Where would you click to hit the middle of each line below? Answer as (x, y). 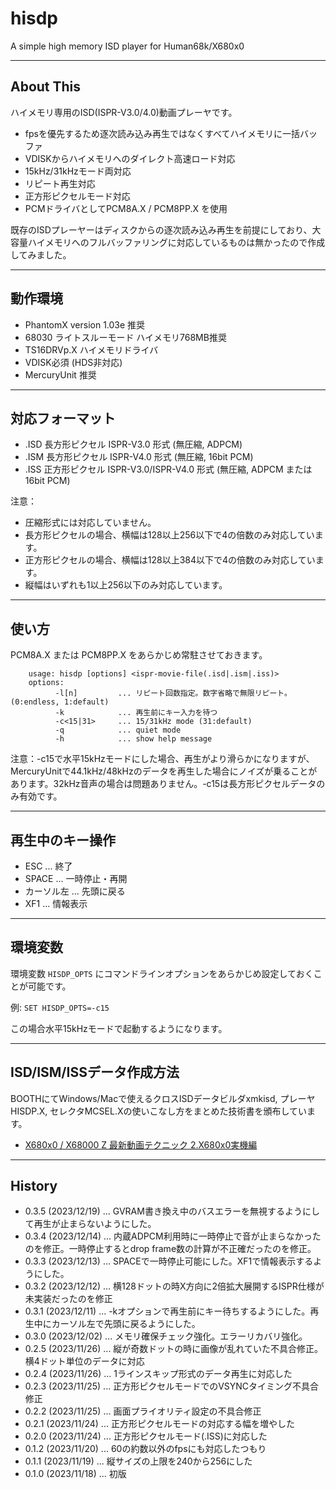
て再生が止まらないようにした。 (90, 1224)
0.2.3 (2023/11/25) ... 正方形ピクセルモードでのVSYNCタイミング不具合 (172, 1386)
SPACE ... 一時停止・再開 (76, 878)
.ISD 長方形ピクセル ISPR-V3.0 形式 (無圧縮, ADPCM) (133, 444)
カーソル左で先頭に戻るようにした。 (126, 1324)
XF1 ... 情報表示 (56, 903)
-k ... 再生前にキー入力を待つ (136, 713)
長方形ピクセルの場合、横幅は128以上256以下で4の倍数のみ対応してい (169, 535)
